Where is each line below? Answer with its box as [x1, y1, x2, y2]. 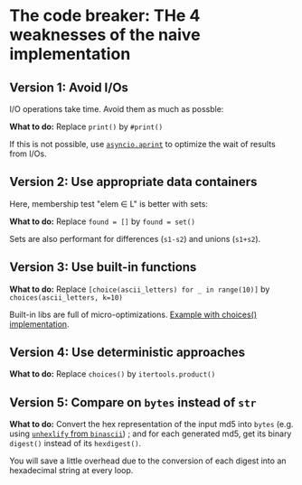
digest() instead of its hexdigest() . [9, 438, 142, 449]
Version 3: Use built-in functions [9, 259, 197, 275]
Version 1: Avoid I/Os [9, 79, 129, 95]
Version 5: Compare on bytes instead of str [9, 395, 257, 410]
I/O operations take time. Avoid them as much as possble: [9, 104, 224, 114]
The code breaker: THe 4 [9, 5, 201, 26]
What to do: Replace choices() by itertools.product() [9, 368, 216, 379]
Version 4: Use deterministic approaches [9, 345, 246, 360]
